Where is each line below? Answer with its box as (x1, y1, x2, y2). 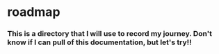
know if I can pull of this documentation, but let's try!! (7, 37, 193, 47)
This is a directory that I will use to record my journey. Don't (7, 29, 212, 39)
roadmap (7, 4, 60, 20)
